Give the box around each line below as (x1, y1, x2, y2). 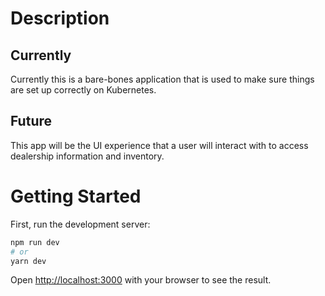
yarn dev (10, 256, 47, 266)
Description (10, 7, 110, 30)
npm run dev (10, 237, 60, 247)
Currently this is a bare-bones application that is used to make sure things (10, 73, 315, 85)
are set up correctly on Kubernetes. (10, 84, 157, 96)
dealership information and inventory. (10, 150, 165, 162)
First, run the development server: (10, 218, 151, 230)
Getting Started (10, 185, 142, 207)
